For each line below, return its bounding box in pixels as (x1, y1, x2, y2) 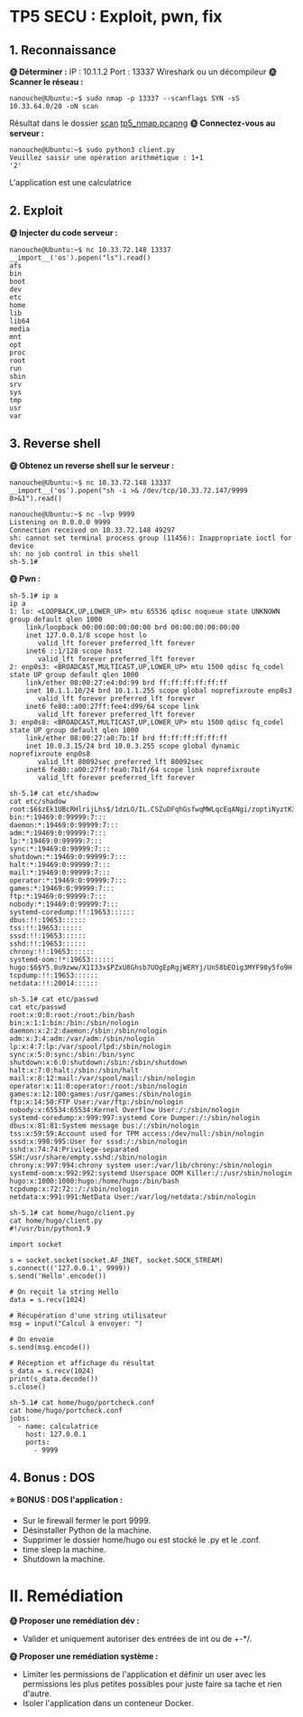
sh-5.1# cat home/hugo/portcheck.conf (9, 1398, 155, 1407)
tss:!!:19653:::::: (9, 923, 83, 932)
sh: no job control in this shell (9, 549, 140, 558)
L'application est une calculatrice (9, 177, 133, 187)
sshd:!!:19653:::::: (9, 939, 87, 948)
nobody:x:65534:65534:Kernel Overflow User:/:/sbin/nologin (9, 1105, 241, 1114)
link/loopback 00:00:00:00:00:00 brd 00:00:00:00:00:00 (25, 622, 241, 632)
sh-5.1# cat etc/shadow (9, 788, 99, 797)
